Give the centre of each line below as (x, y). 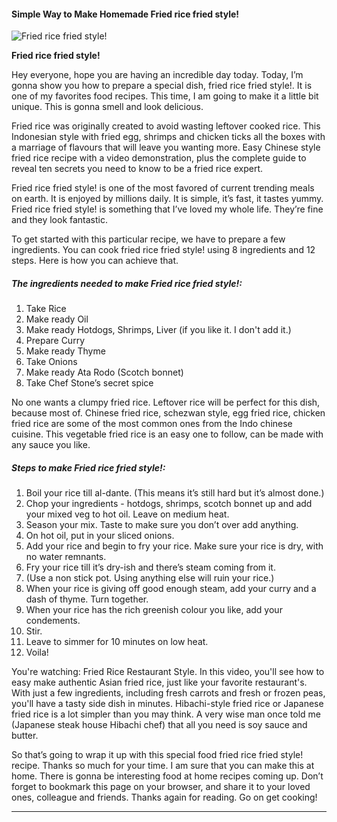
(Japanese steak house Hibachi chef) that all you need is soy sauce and (159, 725)
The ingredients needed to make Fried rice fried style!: (127, 283)
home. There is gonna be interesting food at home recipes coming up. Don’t (167, 776)
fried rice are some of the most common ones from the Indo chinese (152, 424)
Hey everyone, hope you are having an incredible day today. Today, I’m (157, 75)
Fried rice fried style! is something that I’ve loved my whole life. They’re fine (167, 209)
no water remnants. (66, 557)
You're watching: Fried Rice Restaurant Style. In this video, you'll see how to (168, 672)
